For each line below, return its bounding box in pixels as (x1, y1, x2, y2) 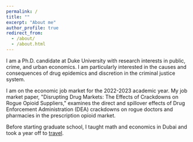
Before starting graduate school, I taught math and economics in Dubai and (6, 123, 187, 130)
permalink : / (6, 8, 38, 15)
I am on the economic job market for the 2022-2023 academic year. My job (6, 87, 188, 94)
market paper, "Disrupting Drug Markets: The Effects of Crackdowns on (6, 93, 178, 100)
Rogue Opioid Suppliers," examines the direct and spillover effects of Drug (6, 99, 185, 106)
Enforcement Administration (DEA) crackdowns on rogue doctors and (6, 106, 174, 113)
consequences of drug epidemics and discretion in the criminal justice (6, 70, 175, 77)
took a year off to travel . (6, 129, 64, 136)
